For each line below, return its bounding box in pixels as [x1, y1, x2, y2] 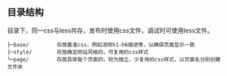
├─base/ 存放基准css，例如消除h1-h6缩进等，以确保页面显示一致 [7, 41, 195, 48]
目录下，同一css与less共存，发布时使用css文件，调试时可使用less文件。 [7, 26, 214, 35]
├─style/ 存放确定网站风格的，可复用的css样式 [7, 48, 149, 55]
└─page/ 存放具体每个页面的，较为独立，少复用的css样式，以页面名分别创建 [7, 56, 221, 63]
